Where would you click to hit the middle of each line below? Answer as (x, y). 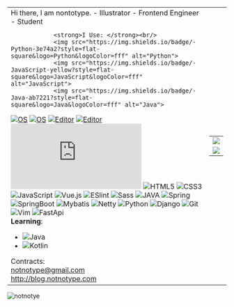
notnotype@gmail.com (48, 270)
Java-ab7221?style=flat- (52, 98)
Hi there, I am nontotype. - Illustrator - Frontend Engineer (105, 13)
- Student (27, 22)
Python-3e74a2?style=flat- (55, 49)
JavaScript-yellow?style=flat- (63, 70)
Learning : (27, 221)
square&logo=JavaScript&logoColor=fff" (77, 77)
